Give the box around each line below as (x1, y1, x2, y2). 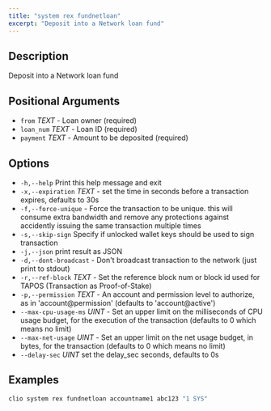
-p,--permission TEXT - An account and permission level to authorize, (19, 289, 255, 299)
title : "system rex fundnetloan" (8, 11, 121, 20)
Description (8, 49, 69, 63)
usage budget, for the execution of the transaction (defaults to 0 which (19, 315, 256, 324)
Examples (8, 373, 59, 387)
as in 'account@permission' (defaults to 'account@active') (19, 298, 216, 307)
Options (8, 156, 50, 170)
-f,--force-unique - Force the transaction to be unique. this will (19, 203, 233, 213)
